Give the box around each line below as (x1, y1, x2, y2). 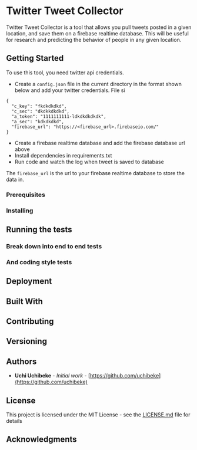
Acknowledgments (6, 435, 78, 445)
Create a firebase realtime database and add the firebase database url (14, 139, 185, 146)
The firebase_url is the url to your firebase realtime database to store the (6, 169, 185, 176)
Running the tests (6, 224, 72, 234)
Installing (6, 206, 34, 215)
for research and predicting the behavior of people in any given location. (6, 36, 182, 43)
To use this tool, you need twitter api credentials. (6, 69, 125, 76)
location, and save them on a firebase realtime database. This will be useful (6, 29, 189, 37)
